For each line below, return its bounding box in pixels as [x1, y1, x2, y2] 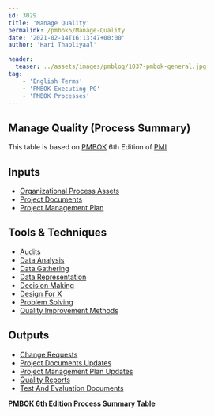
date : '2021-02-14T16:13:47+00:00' [8, 33, 126, 42]
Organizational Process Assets [19, 187, 120, 195]
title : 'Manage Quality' [8, 19, 90, 27]
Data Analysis [19, 255, 65, 265]
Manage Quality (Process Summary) [8, 121, 191, 134]
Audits [19, 247, 41, 256]
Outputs [8, 329, 50, 342]
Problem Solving [19, 297, 73, 307]
